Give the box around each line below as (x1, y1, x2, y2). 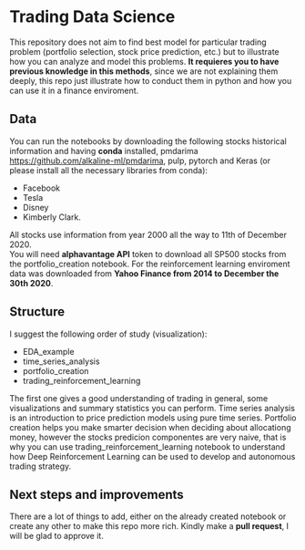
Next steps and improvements (9, 486, 184, 503)
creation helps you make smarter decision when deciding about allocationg (9, 421, 291, 432)
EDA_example (22, 346, 75, 357)
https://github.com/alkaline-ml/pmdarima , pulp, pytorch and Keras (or (9, 155, 271, 166)
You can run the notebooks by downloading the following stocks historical (9, 135, 287, 147)
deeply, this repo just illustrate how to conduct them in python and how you (9, 75, 292, 86)
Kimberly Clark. (22, 212, 82, 223)
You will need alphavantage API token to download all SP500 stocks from (9, 248, 287, 259)
